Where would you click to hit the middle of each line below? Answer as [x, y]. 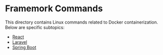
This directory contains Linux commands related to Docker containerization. [81, 22]
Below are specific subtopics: [35, 27]
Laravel [20, 42]
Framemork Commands [54, 9]
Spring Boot [24, 47]
